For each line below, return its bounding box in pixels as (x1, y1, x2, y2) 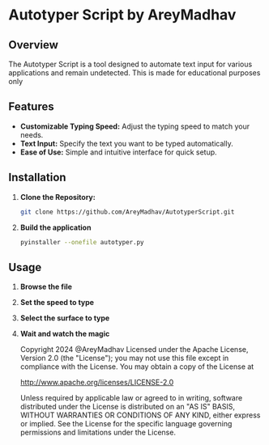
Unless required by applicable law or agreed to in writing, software (19, 393, 243, 403)
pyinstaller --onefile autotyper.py (19, 238, 144, 246)
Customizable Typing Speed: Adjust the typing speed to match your (19, 121, 250, 131)
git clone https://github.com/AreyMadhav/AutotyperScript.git (19, 208, 235, 216)
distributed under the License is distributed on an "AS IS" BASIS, (19, 402, 236, 412)
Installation (8, 171, 66, 184)
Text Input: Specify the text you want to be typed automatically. (19, 138, 233, 148)
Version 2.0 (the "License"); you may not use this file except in (19, 354, 229, 363)
